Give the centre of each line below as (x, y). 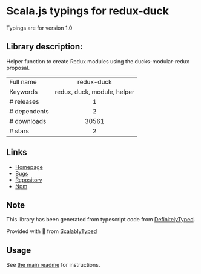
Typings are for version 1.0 (39, 28)
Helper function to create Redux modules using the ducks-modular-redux (98, 61)
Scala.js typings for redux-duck (88, 11)
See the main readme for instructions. (53, 265)
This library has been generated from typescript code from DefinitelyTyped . (101, 220)
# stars (19, 131)
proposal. (18, 68)
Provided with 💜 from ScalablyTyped (52, 231)
